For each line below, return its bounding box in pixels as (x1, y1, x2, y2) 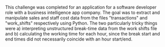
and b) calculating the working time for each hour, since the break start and (5, 31, 161, 36)
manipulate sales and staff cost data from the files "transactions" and (5, 15, 148, 20)
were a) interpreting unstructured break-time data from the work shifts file (5, 25, 157, 31)
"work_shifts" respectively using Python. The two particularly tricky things (5, 20, 158, 26)
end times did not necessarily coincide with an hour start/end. (5, 36, 133, 42)
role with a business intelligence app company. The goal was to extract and (5, 9, 161, 15)
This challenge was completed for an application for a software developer (5, 4, 157, 10)
